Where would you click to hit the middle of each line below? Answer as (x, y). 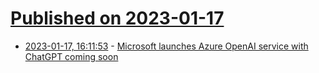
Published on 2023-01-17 (117, 18)
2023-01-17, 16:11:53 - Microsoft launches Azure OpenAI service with (166, 46)
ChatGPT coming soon (71, 56)
